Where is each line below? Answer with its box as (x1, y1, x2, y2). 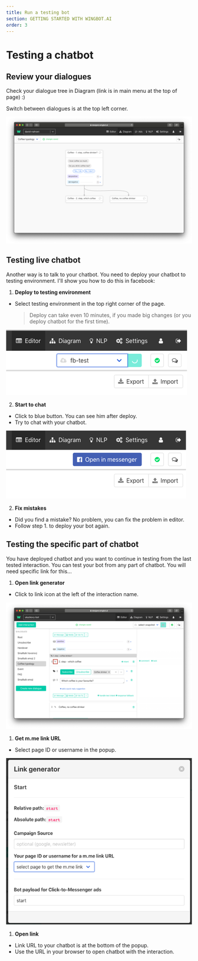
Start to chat (14, 401, 46, 408)
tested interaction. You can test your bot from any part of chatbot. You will (6, 561, 186, 568)
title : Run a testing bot (6, 9, 70, 15)
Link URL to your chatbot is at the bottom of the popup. (14, 942, 149, 949)
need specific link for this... (6, 568, 72, 575)
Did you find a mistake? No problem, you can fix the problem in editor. (14, 516, 184, 523)
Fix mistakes (14, 504, 47, 512)
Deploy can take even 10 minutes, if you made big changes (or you (29, 311, 192, 319)
